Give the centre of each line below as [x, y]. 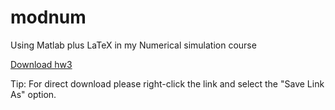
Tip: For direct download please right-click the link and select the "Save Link [167, 83]
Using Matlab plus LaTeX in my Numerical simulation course [133, 45]
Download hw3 [41, 64]
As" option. [33, 94]
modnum [48, 17]
